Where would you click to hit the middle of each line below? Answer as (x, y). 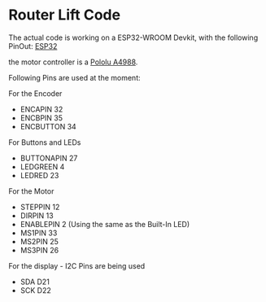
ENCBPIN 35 (41, 118)
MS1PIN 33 (39, 233)
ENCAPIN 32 (41, 109)
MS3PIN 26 (39, 250)
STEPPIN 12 (40, 207)
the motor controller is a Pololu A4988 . (73, 62)
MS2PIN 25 (39, 241)
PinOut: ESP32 (33, 46)
